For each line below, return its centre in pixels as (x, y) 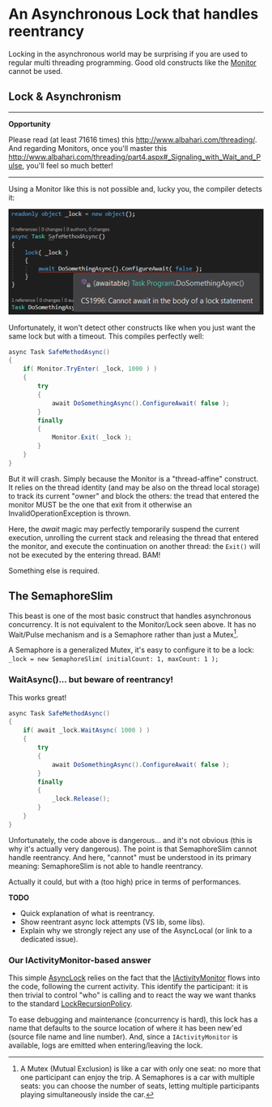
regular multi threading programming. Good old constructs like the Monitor (132, 63)
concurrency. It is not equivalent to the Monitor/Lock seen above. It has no (132, 624)
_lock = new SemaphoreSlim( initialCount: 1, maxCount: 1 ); (114, 659)
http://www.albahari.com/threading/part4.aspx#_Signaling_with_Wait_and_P (135, 157)
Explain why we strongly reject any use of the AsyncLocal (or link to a (136, 930)
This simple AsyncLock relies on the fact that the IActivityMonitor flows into (134, 978)
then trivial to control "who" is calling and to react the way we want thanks (132, 995)
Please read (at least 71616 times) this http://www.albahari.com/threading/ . (133, 140)
